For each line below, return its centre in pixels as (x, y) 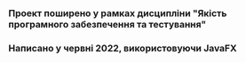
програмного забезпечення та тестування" (107, 24)
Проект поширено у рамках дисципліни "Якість (118, 13)
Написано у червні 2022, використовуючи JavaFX (123, 48)
